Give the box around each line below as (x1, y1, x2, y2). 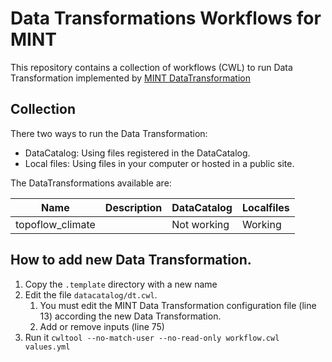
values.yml (24, 342, 71, 352)
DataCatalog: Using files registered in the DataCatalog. (24, 147, 251, 159)
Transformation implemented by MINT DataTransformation (10, 72, 251, 84)
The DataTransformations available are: (10, 177, 172, 189)
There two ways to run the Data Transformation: (10, 127, 208, 139)
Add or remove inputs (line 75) (39, 320, 165, 332)
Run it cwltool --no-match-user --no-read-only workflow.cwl (24, 331, 280, 343)
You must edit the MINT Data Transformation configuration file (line (39, 299, 317, 311)
